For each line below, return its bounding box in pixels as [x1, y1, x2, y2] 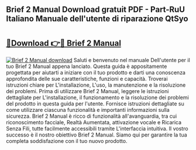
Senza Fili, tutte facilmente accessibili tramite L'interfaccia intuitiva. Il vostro [6, 125, 188, 132]
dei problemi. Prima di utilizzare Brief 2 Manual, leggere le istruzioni [6, 88, 169, 94]
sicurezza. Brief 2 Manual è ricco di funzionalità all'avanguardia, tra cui [6, 112, 177, 120]
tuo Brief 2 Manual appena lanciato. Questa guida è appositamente [6, 63, 167, 70]
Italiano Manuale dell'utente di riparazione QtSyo [6, 14, 188, 24]
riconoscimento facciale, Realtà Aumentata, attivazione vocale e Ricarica [6, 119, 182, 125]
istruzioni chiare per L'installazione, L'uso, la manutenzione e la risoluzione [6, 81, 186, 88]
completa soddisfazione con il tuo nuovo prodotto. [6, 138, 128, 144]
